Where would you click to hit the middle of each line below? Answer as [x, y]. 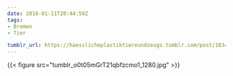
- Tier [17, 33]
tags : [15, 20]
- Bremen [20, 26]
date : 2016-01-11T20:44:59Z [48, 13]
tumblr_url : [24, 46]
